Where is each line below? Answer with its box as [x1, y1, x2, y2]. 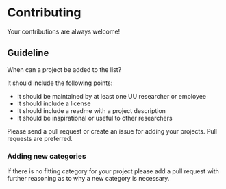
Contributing [7, 5, 81, 21]
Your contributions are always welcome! [7, 27, 121, 36]
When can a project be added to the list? [7, 65, 122, 73]
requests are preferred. [7, 134, 73, 142]
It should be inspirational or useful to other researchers [16, 114, 173, 122]
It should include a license [16, 99, 91, 108]
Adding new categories [7, 151, 87, 161]
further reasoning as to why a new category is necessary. [7, 175, 170, 183]
